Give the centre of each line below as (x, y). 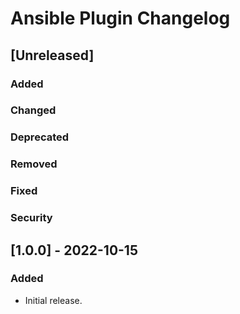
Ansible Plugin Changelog (120, 18)
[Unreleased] (52, 55)
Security (31, 218)
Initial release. (53, 300)
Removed (34, 164)
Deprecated (40, 137)
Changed (33, 110)
